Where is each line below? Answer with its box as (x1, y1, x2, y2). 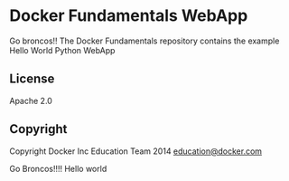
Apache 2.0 (9, 95, 52, 106)
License (9, 71, 55, 87)
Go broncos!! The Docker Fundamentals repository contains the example (9, 35, 280, 46)
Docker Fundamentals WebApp (9, 5, 248, 26)
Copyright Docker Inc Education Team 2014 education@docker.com (9, 146, 263, 157)
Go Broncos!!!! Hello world (9, 163, 107, 174)
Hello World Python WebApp (9, 44, 116, 55)
